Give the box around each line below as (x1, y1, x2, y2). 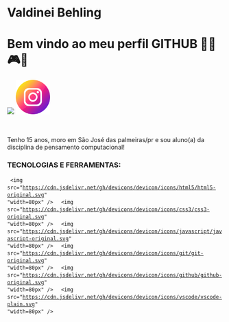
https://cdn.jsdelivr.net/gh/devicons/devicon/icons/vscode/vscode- (22, 294, 223, 301)
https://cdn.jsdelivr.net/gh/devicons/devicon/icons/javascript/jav (22, 228, 223, 235)
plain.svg (7, 301, 36, 308)
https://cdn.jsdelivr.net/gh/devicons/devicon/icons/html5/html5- (22, 184, 216, 192)
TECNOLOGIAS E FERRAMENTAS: (7, 160, 121, 170)
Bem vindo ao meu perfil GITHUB (7, 36, 197, 52)
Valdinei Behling (7, 5, 101, 21)
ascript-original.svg (7, 235, 69, 242)
